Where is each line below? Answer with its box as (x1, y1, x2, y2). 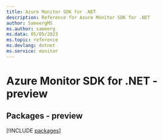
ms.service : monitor (6, 48, 59, 54)
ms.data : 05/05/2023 (6, 31, 59, 37)
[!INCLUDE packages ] (6, 127, 61, 134)
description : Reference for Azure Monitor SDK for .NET (6, 14, 150, 21)
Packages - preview (6, 111, 83, 121)
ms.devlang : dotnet (6, 43, 56, 49)
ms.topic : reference (6, 37, 59, 43)
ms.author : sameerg (6, 25, 56, 32)
